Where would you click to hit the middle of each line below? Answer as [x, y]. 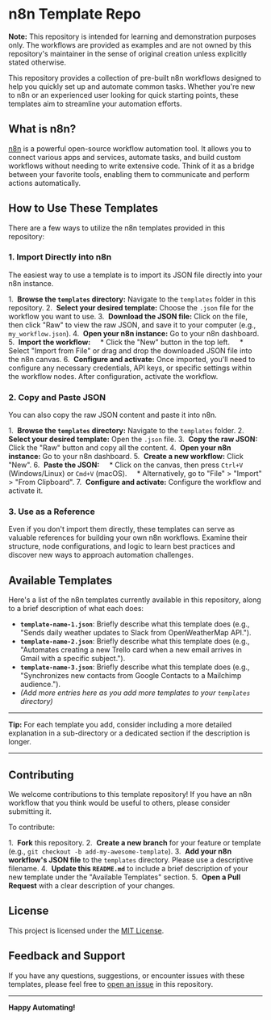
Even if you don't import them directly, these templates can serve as [122, 529]
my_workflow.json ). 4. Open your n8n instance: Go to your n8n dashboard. [134, 333]
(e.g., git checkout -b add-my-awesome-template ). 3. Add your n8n [120, 851]
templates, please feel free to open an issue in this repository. [111, 984]
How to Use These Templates [83, 208]
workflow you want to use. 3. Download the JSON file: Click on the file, [128, 316]
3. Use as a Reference [52, 512]
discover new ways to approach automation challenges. [101, 555]
